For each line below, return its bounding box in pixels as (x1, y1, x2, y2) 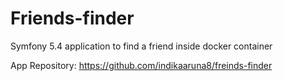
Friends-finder (10, 7, 135, 30)
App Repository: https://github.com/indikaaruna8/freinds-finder (10, 59, 273, 71)
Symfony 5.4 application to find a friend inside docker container (10, 40, 273, 52)
